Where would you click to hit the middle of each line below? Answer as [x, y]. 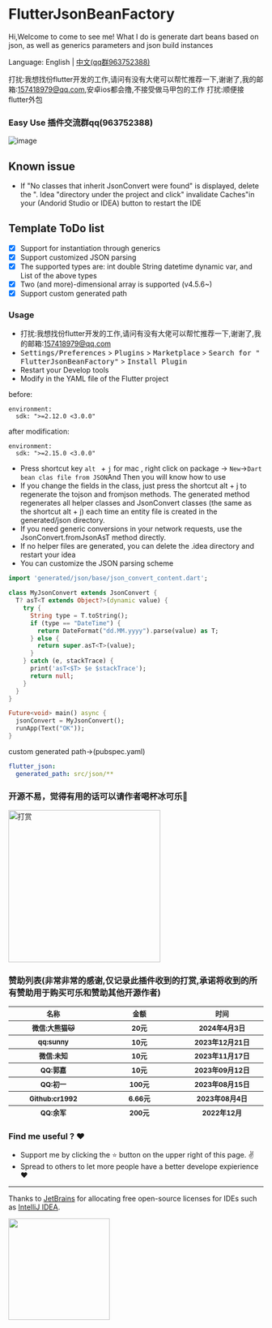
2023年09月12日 [222, 1071]
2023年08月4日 [222, 1099]
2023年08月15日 [222, 1085]
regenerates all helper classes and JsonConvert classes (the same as [136, 503]
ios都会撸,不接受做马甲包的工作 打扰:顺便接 [172, 89]
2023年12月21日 [222, 1042]
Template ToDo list [57, 229]
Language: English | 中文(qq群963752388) [79, 62]
